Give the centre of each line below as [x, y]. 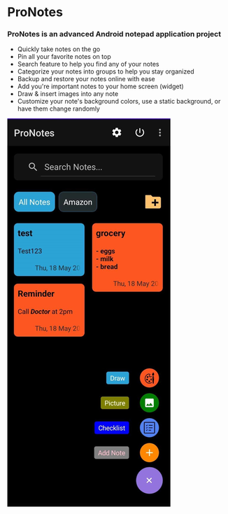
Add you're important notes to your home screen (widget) [100, 86]
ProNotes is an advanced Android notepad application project [114, 34]
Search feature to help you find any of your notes [88, 64]
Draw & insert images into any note [68, 94]
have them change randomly [58, 109]
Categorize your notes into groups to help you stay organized [106, 71]
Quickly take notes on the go [59, 49]
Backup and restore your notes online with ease [86, 79]
